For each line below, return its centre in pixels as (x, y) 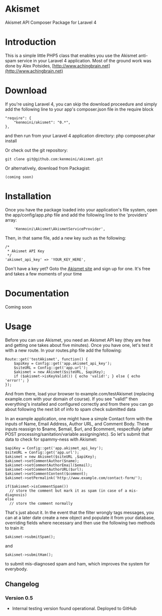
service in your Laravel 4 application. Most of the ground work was (84, 60)
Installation (28, 196)
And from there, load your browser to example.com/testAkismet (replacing (80, 394)
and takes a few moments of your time (44, 274)
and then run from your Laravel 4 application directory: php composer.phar (80, 136)
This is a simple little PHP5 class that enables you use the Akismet (71, 55)
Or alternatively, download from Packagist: (48, 168)
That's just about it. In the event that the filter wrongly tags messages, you (80, 512)
